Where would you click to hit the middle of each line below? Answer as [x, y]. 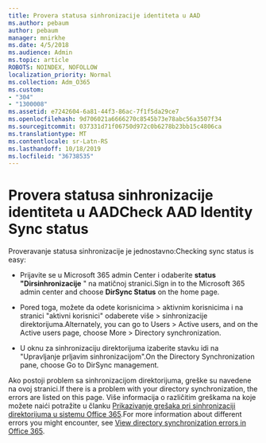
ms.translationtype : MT [48, 134]
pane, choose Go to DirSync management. [89, 365]
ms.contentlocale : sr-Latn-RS [58, 141]
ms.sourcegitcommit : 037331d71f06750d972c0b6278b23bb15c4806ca [115, 126]
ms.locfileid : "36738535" [51, 156]
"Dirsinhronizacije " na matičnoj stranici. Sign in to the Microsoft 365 [132, 284]
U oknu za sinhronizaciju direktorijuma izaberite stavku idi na [119, 348]
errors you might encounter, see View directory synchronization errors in [127, 423]
